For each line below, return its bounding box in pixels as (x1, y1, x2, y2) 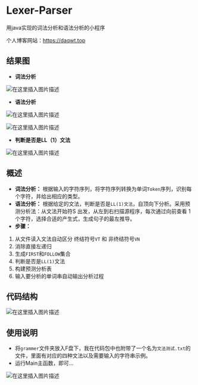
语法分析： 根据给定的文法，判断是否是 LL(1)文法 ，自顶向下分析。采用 (14, 200, 185, 207)
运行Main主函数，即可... (14, 359, 74, 367)
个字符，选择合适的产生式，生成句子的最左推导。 (14, 215, 135, 222)
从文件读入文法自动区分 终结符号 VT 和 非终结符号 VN (14, 235, 140, 242)
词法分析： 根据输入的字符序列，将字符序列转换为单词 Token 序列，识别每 (14, 185, 192, 192)
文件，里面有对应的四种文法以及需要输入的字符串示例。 (14, 352, 151, 359)
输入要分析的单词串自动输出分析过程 (14, 272, 104, 279)
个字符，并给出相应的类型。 (14, 192, 83, 200)
